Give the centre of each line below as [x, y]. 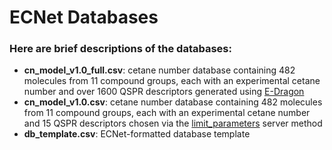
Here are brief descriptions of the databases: [120, 49]
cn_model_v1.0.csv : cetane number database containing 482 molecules [173, 102]
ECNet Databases [84, 17]
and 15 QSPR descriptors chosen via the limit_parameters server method [173, 123]
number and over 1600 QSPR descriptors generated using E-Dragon [164, 92]
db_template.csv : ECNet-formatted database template [137, 134]
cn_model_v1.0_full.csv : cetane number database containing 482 [159, 70]
